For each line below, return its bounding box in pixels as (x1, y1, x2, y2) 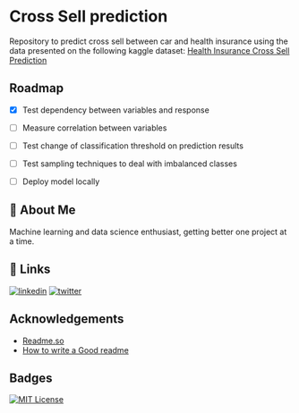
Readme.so (21, 335, 64, 346)
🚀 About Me (9, 203, 76, 218)
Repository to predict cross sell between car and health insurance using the (9, 36, 288, 46)
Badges (9, 370, 53, 385)
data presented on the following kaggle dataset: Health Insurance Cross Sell (9, 45, 290, 55)
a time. (9, 235, 35, 247)
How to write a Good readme (21, 344, 130, 355)
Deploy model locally (21, 176, 100, 187)
